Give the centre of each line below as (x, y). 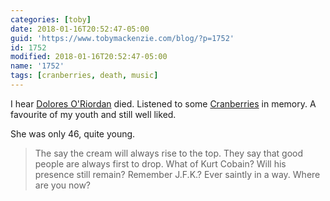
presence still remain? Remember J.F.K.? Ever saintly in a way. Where (177, 174)
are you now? (63, 185)
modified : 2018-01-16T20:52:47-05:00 (89, 57)
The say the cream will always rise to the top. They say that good (168, 153)
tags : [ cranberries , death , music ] (84, 76)
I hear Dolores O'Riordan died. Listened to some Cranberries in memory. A (163, 103)
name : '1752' (37, 66)
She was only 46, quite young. (73, 133)
